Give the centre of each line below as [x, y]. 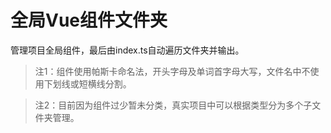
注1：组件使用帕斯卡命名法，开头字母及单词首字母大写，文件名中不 [172, 71]
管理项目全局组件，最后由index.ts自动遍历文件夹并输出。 [127, 50]
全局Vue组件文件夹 [89, 20]
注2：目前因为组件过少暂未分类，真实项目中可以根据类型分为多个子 [173, 105]
